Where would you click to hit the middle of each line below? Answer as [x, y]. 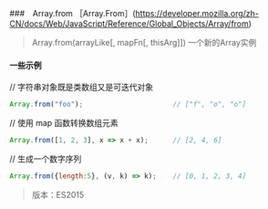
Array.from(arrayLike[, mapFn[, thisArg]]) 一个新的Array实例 [144, 42]
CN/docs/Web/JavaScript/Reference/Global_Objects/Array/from [129, 24]
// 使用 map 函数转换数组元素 [64, 123]
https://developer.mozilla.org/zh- [197, 13]
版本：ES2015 [58, 194]
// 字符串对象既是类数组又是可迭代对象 [82, 87]
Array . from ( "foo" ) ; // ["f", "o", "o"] [128, 104]
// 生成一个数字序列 [46, 159]
